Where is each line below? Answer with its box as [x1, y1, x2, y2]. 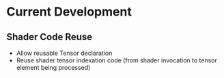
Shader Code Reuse [6, 31, 93, 43]
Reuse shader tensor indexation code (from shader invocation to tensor [16, 56, 218, 64]
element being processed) [16, 64, 91, 71]
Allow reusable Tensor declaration [16, 49, 113, 57]
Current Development [6, 4, 132, 20]
